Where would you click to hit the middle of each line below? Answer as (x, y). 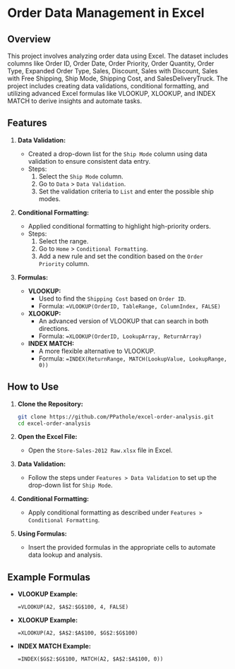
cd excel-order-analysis (54, 423)
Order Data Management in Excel (106, 13)
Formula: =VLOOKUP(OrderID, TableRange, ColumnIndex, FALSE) (129, 306)
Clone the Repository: (50, 404)
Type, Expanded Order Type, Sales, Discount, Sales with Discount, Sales (113, 71)
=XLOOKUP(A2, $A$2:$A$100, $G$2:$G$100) (78, 633)
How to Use (33, 387)
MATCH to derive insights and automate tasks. (75, 101)
